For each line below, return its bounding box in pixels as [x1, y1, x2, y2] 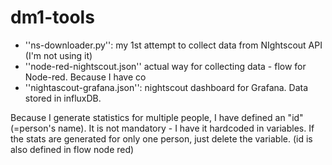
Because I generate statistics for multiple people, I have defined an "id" [10, 111, 304, 123]
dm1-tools [10, 6, 95, 29]
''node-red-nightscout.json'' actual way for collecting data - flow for [24, 60, 307, 72]
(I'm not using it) [24, 49, 93, 61]
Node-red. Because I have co [24, 71, 147, 83]
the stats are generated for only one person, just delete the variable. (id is [10, 132, 313, 145]
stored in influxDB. [24, 92, 102, 104]
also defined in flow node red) [10, 143, 135, 155]
